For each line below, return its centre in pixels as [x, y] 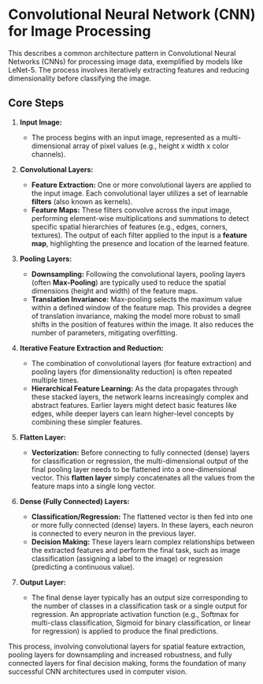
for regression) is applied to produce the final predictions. [125, 631]
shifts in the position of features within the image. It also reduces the [143, 324]
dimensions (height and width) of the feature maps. [115, 290]
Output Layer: [43, 582]
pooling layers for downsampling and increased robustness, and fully [120, 654]
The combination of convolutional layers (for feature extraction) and [141, 363]
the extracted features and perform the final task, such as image [136, 550]
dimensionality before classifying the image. [80, 78]
